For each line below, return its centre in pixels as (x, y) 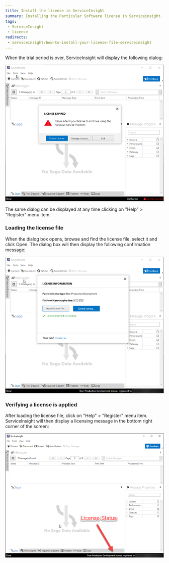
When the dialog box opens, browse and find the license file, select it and (81, 239)
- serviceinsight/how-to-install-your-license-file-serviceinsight (79, 43)
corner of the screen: (27, 427)
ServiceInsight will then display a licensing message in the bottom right (79, 421)
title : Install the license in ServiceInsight (55, 11)
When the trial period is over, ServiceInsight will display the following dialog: (84, 58)
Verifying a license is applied (41, 404)
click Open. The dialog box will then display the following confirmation (78, 244)
